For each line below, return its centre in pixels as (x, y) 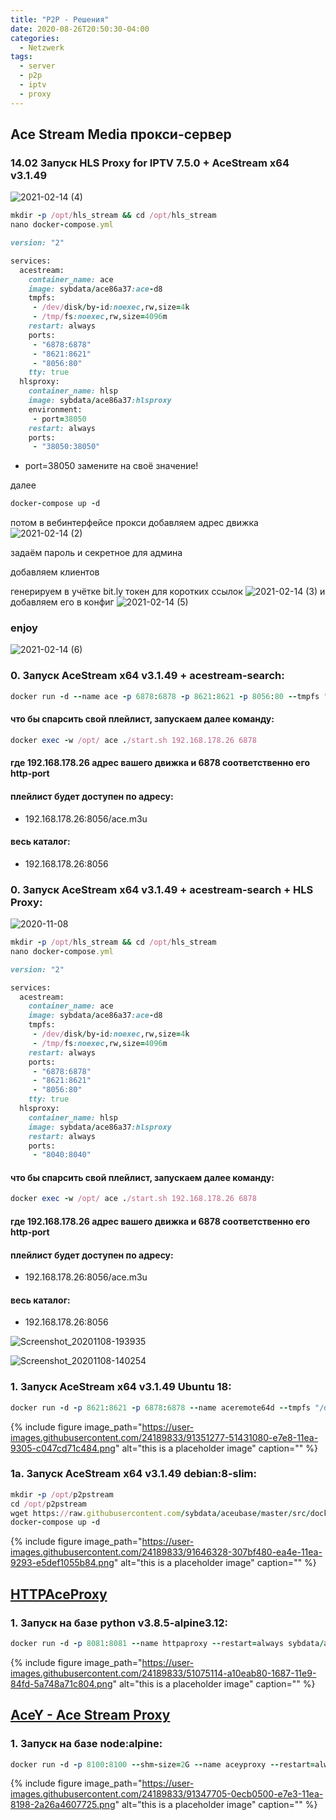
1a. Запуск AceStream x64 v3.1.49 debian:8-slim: (133, 1474)
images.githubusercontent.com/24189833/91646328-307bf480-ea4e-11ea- (166, 1552)
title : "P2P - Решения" (60, 19)
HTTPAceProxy (59, 1594)
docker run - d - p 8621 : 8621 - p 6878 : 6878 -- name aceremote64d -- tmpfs (160, 1407)
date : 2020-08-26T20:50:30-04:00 (80, 29)
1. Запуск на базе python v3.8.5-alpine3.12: (119, 1623)
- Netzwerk (42, 47)
